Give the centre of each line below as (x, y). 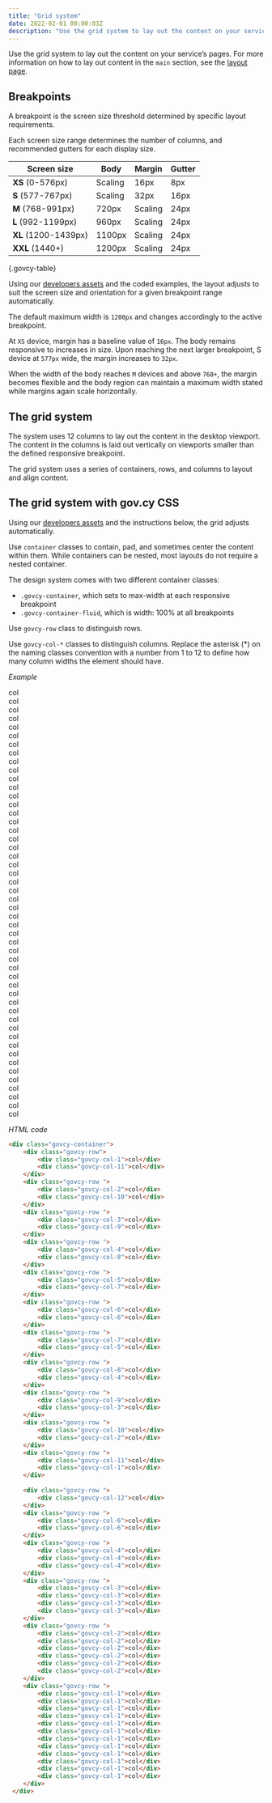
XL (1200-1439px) (51, 235)
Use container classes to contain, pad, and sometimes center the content (131, 546)
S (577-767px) (42, 196)
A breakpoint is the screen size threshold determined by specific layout (127, 116)
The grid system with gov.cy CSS (94, 503)
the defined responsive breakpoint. (67, 453)
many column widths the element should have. (86, 661)
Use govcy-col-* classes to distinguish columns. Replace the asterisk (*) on (134, 643)
